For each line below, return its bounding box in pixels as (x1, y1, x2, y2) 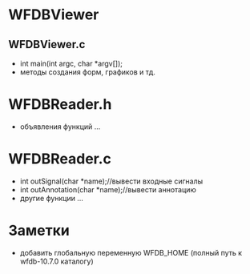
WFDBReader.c (8, 150, 112, 168)
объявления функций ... (19, 122, 101, 131)
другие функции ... (19, 193, 84, 203)
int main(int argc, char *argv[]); (19, 58, 123, 68)
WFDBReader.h (8, 95, 112, 114)
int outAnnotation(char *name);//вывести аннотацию (19, 184, 196, 194)
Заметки (8, 222, 70, 240)
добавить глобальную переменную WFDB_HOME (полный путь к (19, 248, 243, 257)
